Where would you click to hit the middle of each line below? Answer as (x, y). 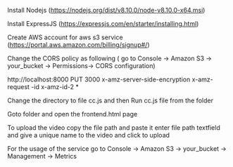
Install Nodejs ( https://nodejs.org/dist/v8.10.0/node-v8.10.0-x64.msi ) (106, 10)
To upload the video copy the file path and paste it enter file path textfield (114, 128)
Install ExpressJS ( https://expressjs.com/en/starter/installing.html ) (103, 24)
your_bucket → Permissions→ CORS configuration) (82, 66)
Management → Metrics (42, 156)
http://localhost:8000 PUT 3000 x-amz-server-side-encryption (99, 79)
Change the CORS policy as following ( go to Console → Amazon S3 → (110, 58)
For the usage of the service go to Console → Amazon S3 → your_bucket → (117, 149)
